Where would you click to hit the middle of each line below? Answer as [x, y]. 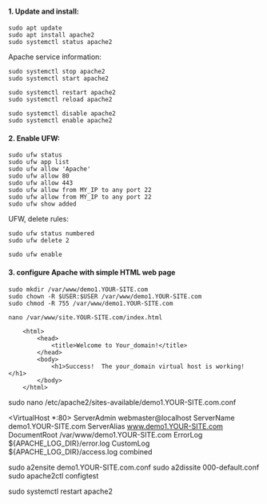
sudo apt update [35, 28]
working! [230, 366]
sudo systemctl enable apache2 [60, 121]
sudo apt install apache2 [51, 35]
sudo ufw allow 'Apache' [50, 169]
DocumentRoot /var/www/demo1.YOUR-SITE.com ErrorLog [106, 434]
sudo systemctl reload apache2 [60, 100]
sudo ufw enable [35, 255]
